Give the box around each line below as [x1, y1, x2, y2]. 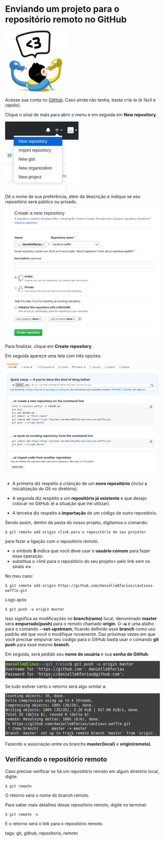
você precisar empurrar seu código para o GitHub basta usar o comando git [5, 636, 159, 642]
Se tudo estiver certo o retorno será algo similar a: [5, 683, 107, 689]
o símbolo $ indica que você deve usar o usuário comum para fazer [12, 548, 151, 554]
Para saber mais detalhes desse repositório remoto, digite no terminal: [5, 802, 147, 808]
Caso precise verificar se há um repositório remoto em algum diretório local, [5, 768, 160, 774]
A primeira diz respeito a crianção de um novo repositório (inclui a [12, 480, 147, 486]
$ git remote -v [5, 812, 38, 817]
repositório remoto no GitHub [5, 14, 127, 25]
